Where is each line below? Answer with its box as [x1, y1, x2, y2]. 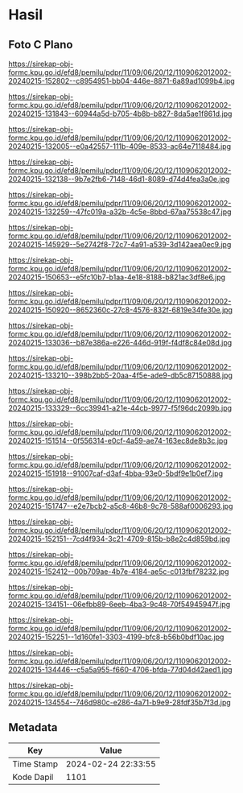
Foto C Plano [8, 38, 73, 52]
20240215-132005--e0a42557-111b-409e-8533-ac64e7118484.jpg [8, 142, 232, 151]
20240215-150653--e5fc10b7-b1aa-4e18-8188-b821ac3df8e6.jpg [8, 272, 226, 282]
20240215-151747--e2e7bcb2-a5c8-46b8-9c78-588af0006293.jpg [8, 502, 233, 510]
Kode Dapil [12, 771, 54, 783]
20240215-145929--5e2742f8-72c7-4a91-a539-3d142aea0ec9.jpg [8, 240, 232, 249]
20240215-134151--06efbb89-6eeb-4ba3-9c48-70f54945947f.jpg [8, 600, 231, 609]
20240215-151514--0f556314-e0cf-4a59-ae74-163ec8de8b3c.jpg [8, 436, 228, 445]
